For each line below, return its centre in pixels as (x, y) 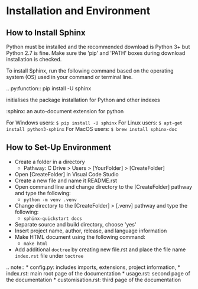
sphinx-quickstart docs (53, 219)
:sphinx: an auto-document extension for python (65, 111)
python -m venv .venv (50, 200)
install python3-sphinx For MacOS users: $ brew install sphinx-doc (92, 129)
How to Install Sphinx (46, 33)
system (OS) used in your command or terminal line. (69, 77)
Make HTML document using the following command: (80, 237)
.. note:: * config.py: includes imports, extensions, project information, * (93, 267)
